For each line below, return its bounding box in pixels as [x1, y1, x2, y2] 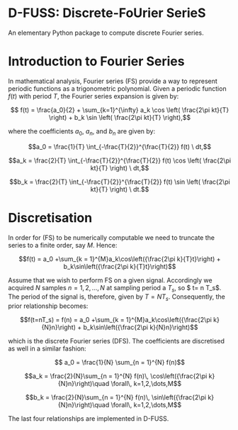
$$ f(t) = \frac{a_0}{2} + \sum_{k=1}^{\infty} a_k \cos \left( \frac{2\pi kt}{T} [10, 105, 229, 114]
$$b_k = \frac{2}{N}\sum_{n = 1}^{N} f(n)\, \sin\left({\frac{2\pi [25, 393, 207, 402]
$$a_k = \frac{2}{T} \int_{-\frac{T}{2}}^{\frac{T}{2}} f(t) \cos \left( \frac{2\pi [8, 156, 232, 165]
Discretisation [8, 209, 93, 226]
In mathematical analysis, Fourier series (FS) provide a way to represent [8, 77, 218, 85]
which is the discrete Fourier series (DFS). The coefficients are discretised [8, 337, 225, 346]
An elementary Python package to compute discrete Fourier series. [8, 28, 204, 37]
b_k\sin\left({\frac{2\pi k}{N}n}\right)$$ [83, 323, 198, 331]
